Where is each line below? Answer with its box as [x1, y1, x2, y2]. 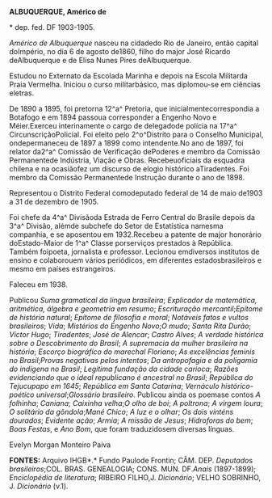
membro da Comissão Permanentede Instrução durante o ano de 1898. [9, 173, 245, 182]
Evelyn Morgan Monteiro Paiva [9, 440, 111, 449]
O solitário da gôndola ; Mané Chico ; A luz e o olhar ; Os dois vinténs [9, 407, 234, 416]
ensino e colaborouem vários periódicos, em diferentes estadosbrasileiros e [9, 255, 262, 265]
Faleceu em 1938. [9, 280, 68, 289]
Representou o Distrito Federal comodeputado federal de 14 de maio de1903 [9, 188, 263, 197]
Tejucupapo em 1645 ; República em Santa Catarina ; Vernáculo [9, 382, 220, 390]
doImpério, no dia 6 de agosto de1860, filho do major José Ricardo [9, 47, 231, 56]
